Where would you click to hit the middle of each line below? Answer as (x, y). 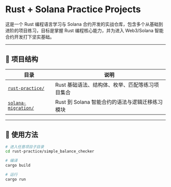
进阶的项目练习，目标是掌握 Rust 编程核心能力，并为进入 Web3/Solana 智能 (84, 30)
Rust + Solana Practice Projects (73, 9)
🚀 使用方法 (22, 135)
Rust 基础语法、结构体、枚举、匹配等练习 (105, 85)
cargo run (16, 179)
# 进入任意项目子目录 (25, 147)
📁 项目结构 (22, 59)
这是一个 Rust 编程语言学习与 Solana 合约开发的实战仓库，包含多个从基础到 (84, 24)
